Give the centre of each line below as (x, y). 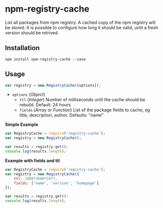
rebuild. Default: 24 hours (45, 105)
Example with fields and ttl (32, 160)
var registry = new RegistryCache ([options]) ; (53, 85)
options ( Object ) (28, 95)
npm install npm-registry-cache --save (45, 59)
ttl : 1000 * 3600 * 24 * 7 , (36, 178)
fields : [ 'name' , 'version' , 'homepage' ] (56, 183)
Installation (22, 48)
